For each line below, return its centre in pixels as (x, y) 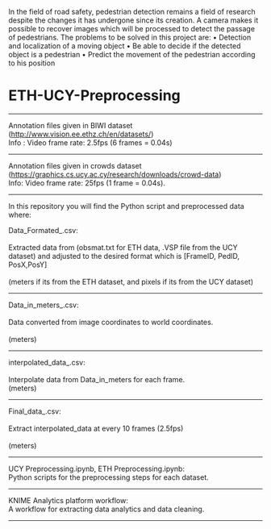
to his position (32, 63)
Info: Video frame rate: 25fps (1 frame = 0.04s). (87, 183)
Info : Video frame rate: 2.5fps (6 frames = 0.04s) (90, 142)
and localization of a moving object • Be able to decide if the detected (125, 46)
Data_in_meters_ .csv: (44, 305)
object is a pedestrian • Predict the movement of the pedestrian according (132, 54)
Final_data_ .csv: (35, 411)
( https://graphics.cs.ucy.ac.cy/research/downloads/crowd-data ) (115, 174)
